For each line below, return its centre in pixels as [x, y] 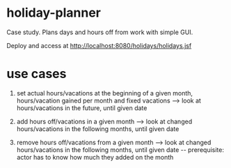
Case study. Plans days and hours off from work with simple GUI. [100, 32]
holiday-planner [54, 13]
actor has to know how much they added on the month [95, 157]
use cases [37, 74]
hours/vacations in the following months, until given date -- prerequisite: [120, 150]
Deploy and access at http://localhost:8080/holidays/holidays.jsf [99, 45]
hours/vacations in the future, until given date [82, 108]
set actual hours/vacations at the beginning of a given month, [104, 93]
